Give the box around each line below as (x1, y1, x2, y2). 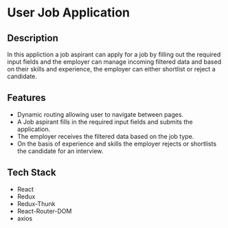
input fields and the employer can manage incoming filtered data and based (7, 58, 222, 66)
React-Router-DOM (16, 207, 72, 215)
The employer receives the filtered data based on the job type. (16, 132, 194, 140)
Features (7, 92, 46, 104)
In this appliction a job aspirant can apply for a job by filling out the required (7, 50, 221, 58)
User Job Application (7, 5, 130, 21)
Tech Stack (7, 167, 56, 179)
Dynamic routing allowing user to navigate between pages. (16, 110, 184, 118)
